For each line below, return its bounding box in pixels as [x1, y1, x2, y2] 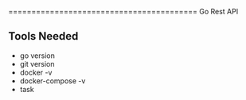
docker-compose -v [19, 75, 86, 86]
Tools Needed [8, 29, 79, 43]
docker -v [19, 67, 53, 77]
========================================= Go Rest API [8, 7, 239, 16]
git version [19, 59, 55, 68]
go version [19, 51, 56, 60]
